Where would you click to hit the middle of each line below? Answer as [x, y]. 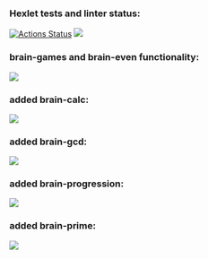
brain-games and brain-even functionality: [104, 57]
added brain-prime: [53, 226]
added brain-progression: [66, 184]
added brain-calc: [49, 99]
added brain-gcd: [48, 142]
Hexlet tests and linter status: [75, 13]
